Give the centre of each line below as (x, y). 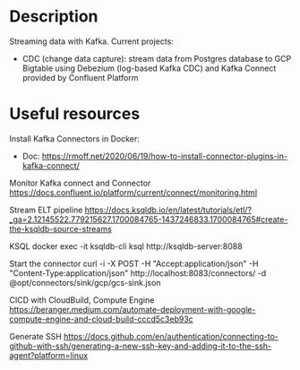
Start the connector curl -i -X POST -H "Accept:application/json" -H (134, 263)
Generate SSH (36, 336)
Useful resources (75, 114)
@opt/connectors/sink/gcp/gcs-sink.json (85, 282)
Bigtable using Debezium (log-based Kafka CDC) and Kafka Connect (149, 68)
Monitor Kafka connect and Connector (80, 183)
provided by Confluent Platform (80, 77)
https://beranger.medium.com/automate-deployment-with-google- (133, 309)
